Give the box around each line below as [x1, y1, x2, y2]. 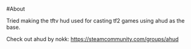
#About [6, 6, 26, 12]
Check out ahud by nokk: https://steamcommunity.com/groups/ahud [6, 36, 179, 42]
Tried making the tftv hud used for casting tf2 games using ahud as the [6, 17, 185, 24]
